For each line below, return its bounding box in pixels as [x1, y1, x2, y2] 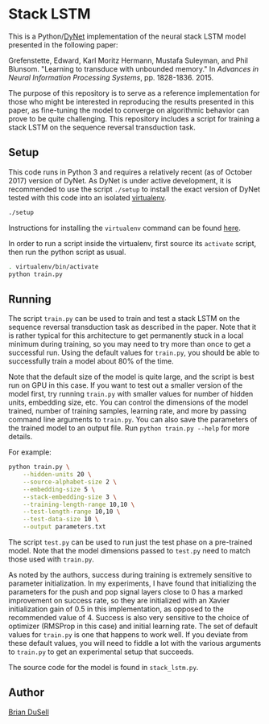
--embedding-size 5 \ [23, 485, 95, 493]
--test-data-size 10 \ [23, 516, 99, 524]
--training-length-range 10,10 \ [23, 500, 135, 508]
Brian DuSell [8, 707, 50, 717]
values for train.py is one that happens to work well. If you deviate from [8, 630, 248, 640]
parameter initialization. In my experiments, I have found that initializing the [8, 578, 257, 588]
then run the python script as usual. [8, 247, 126, 257]
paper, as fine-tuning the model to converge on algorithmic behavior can [8, 105, 250, 115]
